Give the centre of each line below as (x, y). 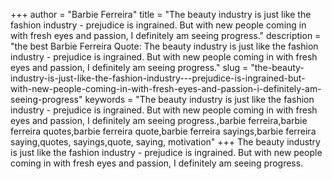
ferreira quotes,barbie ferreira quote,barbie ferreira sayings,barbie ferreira (163, 131)
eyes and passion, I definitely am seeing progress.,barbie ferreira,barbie (159, 120)
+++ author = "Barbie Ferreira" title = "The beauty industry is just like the (161, 14)
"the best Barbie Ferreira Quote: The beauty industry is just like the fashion (164, 46)
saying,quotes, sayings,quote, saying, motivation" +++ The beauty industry (165, 142)
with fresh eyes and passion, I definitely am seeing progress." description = (166, 35)
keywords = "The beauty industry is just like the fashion (199, 99)
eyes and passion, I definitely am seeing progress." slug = (129, 67)
